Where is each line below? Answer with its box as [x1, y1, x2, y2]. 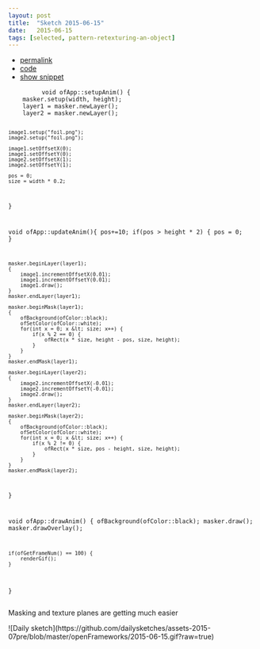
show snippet [19, 72, 64, 82]
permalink [19, 55, 53, 65]
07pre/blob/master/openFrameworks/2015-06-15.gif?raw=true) [8, 632, 215, 641]
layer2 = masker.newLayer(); [22, 109, 119, 117]
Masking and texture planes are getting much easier [8, 608, 178, 617]
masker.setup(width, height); [22, 96, 123, 104]
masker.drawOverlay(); [8, 525, 83, 533]
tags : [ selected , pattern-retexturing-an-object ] [8, 33, 176, 42]
